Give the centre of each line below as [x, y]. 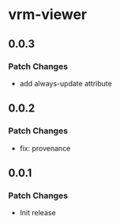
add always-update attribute [66, 83]
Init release [38, 213]
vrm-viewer [48, 15]
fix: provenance [45, 148]
